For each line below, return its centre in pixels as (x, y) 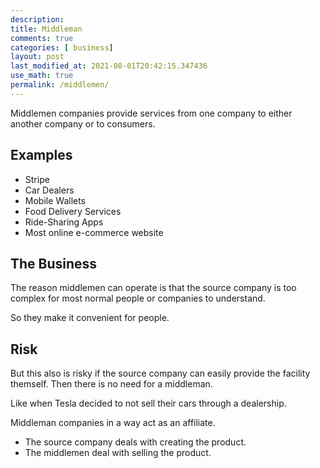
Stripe (37, 179)
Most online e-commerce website (94, 232)
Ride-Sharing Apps (64, 222)
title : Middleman (46, 29)
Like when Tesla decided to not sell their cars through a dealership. (148, 403)
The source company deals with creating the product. (135, 442)
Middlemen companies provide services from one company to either (151, 113)
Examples (41, 155)
